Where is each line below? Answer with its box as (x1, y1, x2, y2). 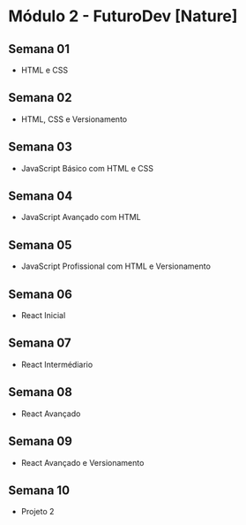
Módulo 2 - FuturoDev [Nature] (8, 6, 238, 27)
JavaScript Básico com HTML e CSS (20, 163, 153, 173)
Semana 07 (8, 336, 71, 351)
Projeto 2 (20, 506, 55, 517)
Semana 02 (8, 90, 72, 105)
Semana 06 (8, 286, 72, 301)
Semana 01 (8, 42, 71, 57)
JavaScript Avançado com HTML (20, 212, 142, 223)
